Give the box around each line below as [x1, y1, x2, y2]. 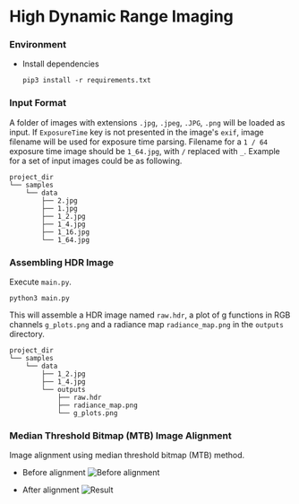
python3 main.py [9, 294, 70, 303]
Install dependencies [21, 58, 100, 69]
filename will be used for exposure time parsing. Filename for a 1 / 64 [9, 136, 269, 147]
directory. [9, 329, 45, 340]
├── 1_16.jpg [41, 227, 90, 237]
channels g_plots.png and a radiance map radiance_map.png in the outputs [9, 319, 284, 330]
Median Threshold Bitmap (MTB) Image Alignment [9, 430, 232, 441]
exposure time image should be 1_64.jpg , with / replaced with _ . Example [9, 145, 280, 156]
